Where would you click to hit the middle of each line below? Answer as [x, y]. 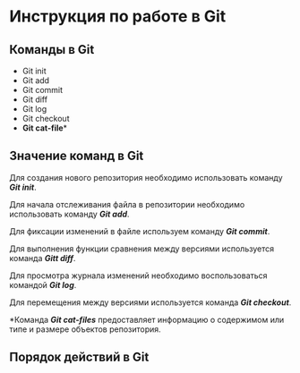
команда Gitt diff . [43, 258]
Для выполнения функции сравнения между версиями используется [142, 249]
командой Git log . [43, 284]
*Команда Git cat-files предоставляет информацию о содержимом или [147, 319]
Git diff [34, 99]
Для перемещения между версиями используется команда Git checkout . [150, 302]
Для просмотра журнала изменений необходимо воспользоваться [138, 276]
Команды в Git [52, 50]
